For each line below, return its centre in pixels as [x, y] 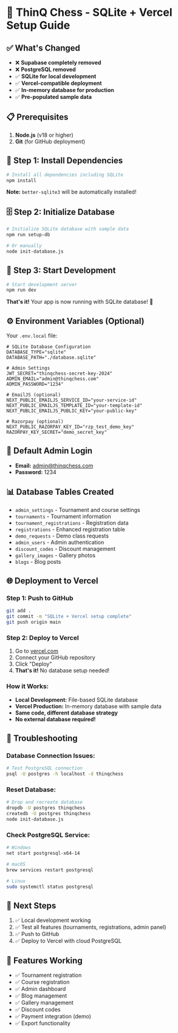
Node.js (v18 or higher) [44, 135]
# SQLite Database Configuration [49, 347]
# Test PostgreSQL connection [45, 768]
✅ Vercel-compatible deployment [58, 83]
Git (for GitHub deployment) [50, 141]
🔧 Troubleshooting [42, 738]
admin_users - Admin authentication [60, 542]
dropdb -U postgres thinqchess [46, 808]
